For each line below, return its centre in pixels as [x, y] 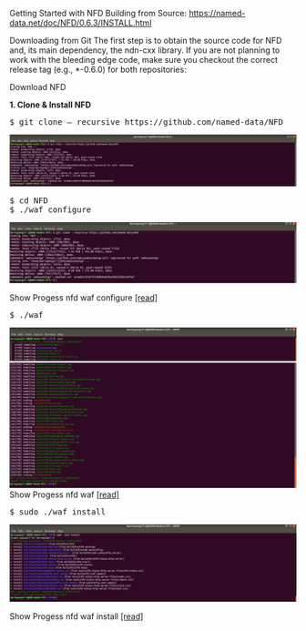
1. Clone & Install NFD [51, 105]
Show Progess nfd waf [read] [65, 494]
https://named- [217, 13]
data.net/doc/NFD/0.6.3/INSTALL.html [81, 23]
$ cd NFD [29, 200]
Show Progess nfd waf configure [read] [83, 297]
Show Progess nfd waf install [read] [76, 616]
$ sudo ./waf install [58, 512]
